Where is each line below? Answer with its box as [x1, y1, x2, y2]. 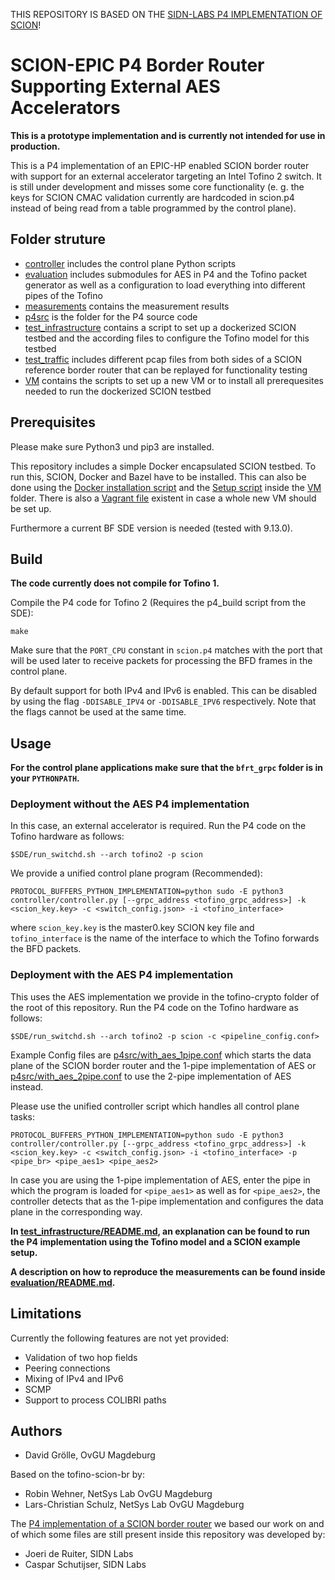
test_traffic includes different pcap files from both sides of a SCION [24, 353, 303, 365]
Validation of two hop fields [24, 1351, 138, 1363]
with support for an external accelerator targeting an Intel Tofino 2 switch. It [10, 170, 322, 182]
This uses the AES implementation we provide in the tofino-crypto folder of [10, 990, 320, 1003]
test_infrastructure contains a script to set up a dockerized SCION [24, 321, 297, 333]
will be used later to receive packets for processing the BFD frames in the [10, 655, 313, 667]
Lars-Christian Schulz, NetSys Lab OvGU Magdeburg [24, 1499, 245, 1511]
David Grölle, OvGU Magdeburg [24, 1449, 156, 1461]
